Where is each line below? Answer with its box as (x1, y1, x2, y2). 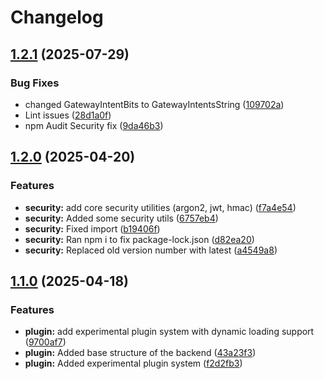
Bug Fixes (10, 76, 60, 90)
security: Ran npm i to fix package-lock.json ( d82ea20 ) (24, 233, 255, 245)
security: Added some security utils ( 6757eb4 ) (24, 212, 219, 224)
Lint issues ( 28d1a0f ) (24, 109, 112, 121)
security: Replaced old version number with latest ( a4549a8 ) (24, 244, 278, 256)
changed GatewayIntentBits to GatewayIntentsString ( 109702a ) (24, 98, 285, 110)
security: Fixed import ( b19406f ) (24, 222, 161, 235)
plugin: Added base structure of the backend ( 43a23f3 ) (24, 347, 257, 359)
